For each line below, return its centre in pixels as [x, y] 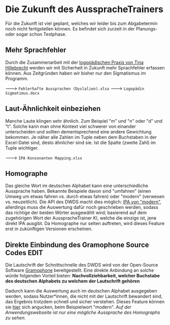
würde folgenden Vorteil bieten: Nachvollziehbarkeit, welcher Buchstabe [82, 276]
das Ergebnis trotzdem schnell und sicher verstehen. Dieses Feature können [85, 302]
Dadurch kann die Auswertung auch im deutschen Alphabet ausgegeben [81, 291]
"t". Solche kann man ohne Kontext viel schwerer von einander [71, 126]
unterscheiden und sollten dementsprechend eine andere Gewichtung [78, 132]
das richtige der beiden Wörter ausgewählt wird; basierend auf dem [76, 213]
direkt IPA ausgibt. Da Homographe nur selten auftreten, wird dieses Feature [85, 224]
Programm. [17, 78]
